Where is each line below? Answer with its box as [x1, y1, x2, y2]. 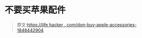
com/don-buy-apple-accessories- [66, 22, 137, 28]
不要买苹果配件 [4, 4, 66, 16]
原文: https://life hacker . [16, 22, 66, 28]
